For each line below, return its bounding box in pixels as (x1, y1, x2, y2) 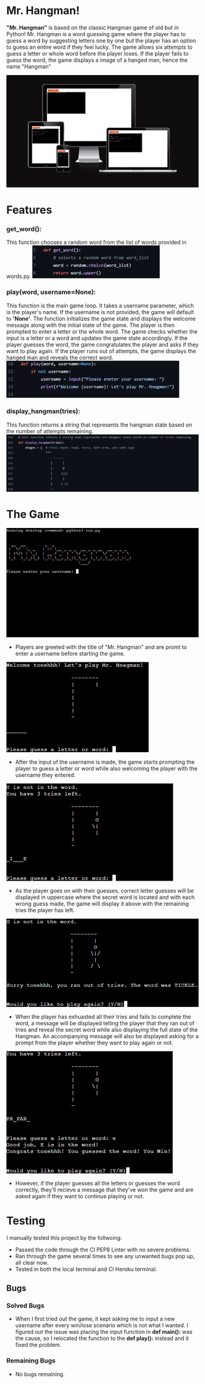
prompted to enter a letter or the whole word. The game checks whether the (6, 328, 198, 335)
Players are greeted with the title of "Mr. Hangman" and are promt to (15, 643, 187, 651)
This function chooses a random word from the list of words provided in (6, 239, 187, 246)
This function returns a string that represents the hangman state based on (6, 421, 192, 428)
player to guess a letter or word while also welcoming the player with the (15, 764, 198, 772)
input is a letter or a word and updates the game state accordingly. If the (6, 334, 188, 342)
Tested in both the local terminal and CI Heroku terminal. (15, 1265, 157, 1273)
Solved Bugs (6, 1301, 45, 1309)
